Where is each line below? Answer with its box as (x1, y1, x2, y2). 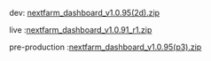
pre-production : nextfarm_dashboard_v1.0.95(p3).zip (9, 42, 202, 52)
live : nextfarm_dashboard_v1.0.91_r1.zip (9, 25, 152, 34)
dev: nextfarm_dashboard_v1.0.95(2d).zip (9, 8, 160, 18)
